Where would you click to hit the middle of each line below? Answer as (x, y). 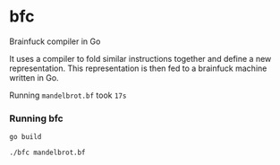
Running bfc (37, 118)
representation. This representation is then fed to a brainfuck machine (138, 68)
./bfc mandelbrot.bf (48, 153)
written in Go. (34, 77)
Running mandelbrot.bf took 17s (68, 95)
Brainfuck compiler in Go (55, 41)
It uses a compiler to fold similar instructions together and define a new (140, 58)
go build (25, 137)
